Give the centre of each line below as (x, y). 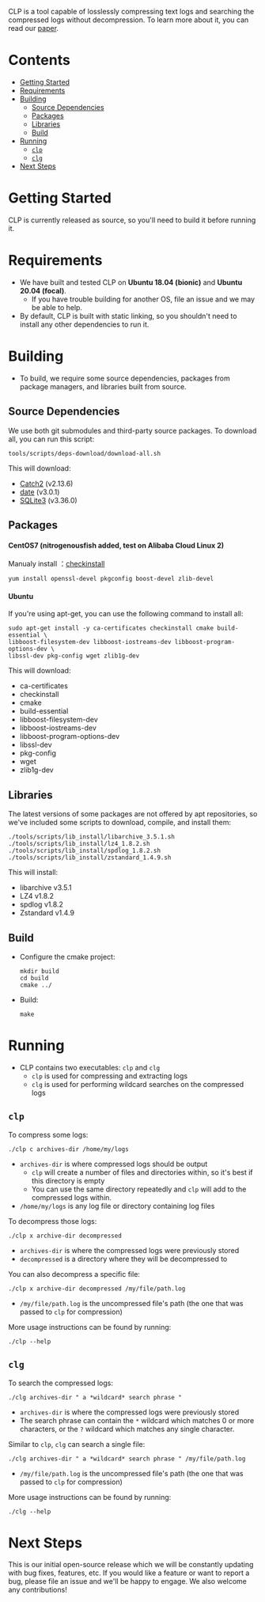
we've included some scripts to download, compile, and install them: (120, 823)
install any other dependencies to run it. (84, 324)
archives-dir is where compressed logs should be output (114, 1164)
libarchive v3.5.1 (46, 888)
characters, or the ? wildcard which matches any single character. (127, 1429)
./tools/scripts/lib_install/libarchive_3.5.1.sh (92, 837)
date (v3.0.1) (40, 492)
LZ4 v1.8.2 (36, 896)
